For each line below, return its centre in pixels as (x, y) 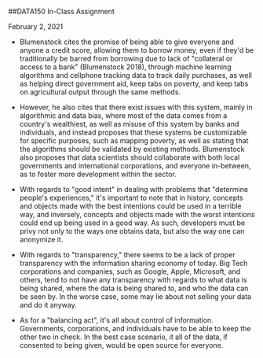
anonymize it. (41, 240)
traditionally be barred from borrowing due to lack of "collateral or (126, 59)
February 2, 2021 (36, 26)
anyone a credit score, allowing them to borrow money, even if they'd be (137, 50)
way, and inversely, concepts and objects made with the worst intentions (137, 214)
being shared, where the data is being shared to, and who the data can (134, 288)
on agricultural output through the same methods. (100, 92)
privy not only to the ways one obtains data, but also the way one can (132, 231)
